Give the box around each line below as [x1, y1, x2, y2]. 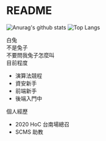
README [6, 4, 52, 18]
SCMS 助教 [15, 128, 44, 136]
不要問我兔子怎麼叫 [6, 51, 55, 58]
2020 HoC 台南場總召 [15, 120, 70, 128]
